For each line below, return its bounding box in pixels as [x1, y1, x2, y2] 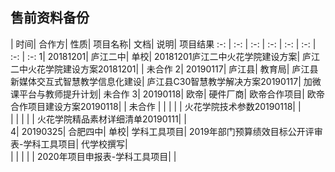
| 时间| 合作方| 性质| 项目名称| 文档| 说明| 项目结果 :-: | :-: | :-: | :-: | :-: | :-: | [10, 38, 317, 50]
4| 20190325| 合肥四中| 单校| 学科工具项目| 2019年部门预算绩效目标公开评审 [10, 125, 323, 137]
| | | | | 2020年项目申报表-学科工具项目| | [10, 150, 177, 162]
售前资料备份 [10, 9, 90, 27]
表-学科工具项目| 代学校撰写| [10, 138, 128, 150]
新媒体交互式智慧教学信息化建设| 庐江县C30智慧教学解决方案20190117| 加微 [10, 75, 322, 87]
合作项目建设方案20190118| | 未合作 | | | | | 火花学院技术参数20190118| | [10, 100, 302, 112]
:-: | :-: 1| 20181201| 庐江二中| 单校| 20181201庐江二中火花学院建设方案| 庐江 [10, 50, 321, 62]
